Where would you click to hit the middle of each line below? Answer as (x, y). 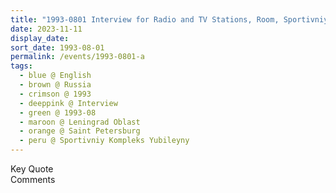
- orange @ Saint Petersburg (80, 131)
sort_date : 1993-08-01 (57, 47)
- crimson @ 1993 (55, 94)
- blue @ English (55, 76)
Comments (33, 179)
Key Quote (32, 169)
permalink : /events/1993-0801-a (77, 57)
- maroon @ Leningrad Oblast (80, 122)
